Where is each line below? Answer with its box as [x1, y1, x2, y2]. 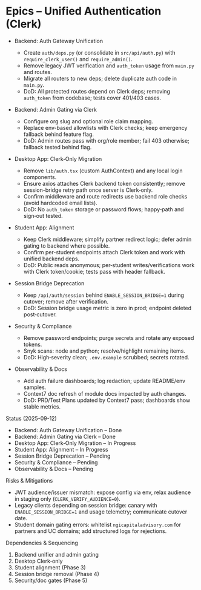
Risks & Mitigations [5, 476, 53, 484]
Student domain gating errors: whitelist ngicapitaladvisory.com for [14, 521, 182, 528]
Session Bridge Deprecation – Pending [14, 452, 111, 459]
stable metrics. [23, 402, 61, 410]
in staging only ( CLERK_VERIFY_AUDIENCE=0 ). [14, 495, 120, 502]
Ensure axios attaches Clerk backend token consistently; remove [23, 180, 185, 187]
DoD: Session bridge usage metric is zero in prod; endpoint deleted [23, 304, 192, 311]
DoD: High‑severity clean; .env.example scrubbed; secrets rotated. [23, 353, 189, 361]
